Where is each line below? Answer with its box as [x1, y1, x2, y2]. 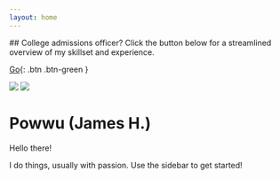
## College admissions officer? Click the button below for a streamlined [9, 37, 272, 48]
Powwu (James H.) [9, 113, 151, 133]
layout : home [9, 12, 58, 22]
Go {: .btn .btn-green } [9, 64, 89, 74]
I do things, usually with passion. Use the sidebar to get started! [9, 160, 243, 170]
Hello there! [9, 143, 52, 153]
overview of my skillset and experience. [9, 46, 155, 58]
